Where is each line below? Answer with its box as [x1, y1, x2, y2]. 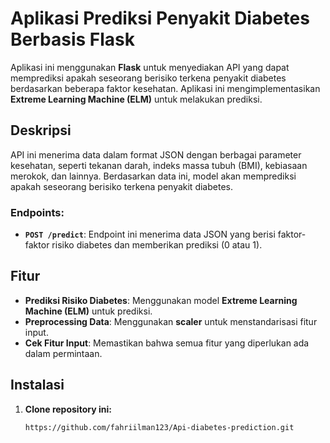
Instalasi [10, 377, 65, 394]
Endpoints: [10, 205, 65, 219]
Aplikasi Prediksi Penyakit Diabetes [10, 7, 310, 30]
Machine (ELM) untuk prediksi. [24, 305, 153, 317]
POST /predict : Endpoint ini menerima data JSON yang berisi [24, 228, 276, 241]
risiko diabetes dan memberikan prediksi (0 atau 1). [51, 239, 263, 251]
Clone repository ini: [24, 403, 112, 415]
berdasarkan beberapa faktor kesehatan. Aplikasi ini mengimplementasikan [10, 82, 321, 94]
